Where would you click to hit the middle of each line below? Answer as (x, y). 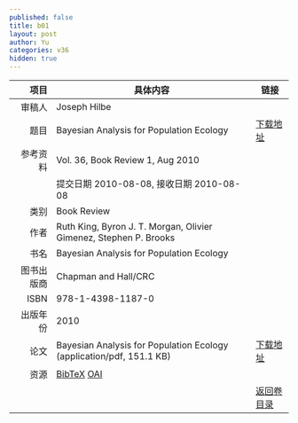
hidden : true (33, 59)
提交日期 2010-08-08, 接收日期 (124, 184)
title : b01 (29, 26)
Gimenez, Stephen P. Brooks (116, 238)
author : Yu (29, 42)
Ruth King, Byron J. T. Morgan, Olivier (134, 227)
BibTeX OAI (79, 374)
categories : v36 (39, 51)
